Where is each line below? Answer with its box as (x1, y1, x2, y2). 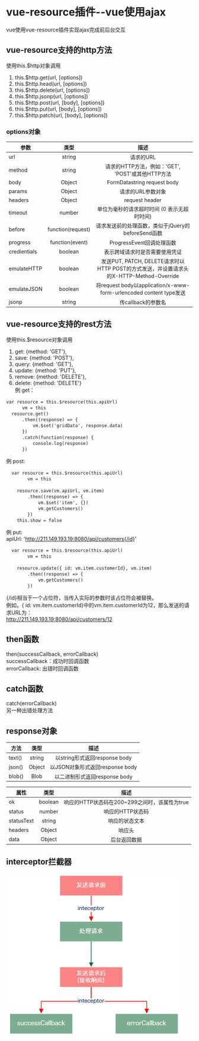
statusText (8, 817, 34, 824)
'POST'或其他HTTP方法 (114, 170, 172, 178)
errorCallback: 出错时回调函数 (6, 665, 79, 672)
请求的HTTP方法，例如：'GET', (105, 163, 181, 170)
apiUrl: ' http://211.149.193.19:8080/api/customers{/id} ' (6, 535, 137, 542)
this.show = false (17, 517, 62, 523)
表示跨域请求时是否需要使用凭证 (104, 248, 182, 255)
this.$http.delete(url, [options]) (14, 87, 90, 94)
